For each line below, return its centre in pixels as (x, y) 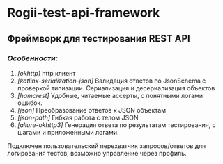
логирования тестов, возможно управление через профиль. (97, 153)
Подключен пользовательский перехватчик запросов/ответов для (107, 146)
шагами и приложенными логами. (68, 132)
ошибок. (30, 103)
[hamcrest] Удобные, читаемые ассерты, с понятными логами (110, 95)
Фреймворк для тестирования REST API (99, 39)
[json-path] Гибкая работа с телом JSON (78, 117)
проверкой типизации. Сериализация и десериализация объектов (116, 88)
